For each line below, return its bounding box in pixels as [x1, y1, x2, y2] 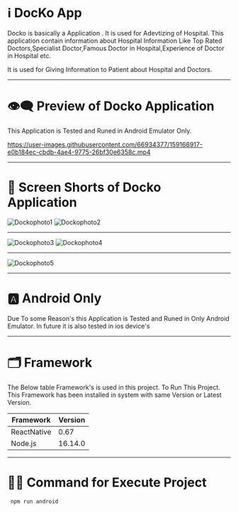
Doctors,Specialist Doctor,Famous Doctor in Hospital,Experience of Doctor [7, 43, 225, 53]
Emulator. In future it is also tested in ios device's [7, 322, 150, 330]
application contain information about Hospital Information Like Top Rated [7, 36, 222, 45]
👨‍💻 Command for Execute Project [7, 474, 207, 490]
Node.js [11, 438, 37, 448]
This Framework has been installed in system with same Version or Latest [7, 391, 222, 399]
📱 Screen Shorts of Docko [7, 180, 161, 195]
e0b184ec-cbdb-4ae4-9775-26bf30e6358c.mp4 [7, 148, 151, 156]
